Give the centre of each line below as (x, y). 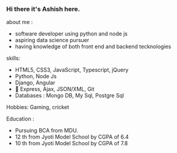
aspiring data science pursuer (52, 40)
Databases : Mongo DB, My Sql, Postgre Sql (70, 96)
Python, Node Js (36, 76)
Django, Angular (35, 83)
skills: (13, 58)
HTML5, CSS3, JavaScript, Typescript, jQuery (72, 70)
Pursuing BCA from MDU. (46, 131)
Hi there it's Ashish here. (43, 9)
